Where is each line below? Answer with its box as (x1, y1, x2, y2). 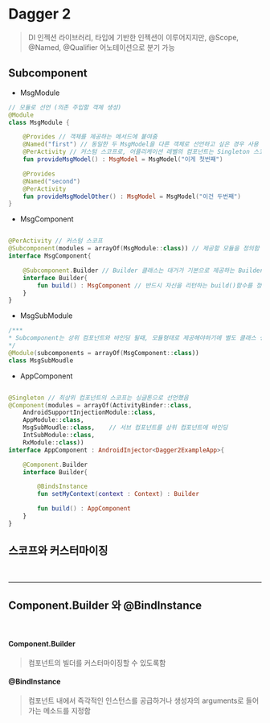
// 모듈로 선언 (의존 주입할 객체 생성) (8, 103, 122, 111)
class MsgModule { (8, 118, 70, 126)
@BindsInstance (37, 482, 88, 491)
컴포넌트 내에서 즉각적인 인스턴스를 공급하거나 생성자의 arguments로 (27, 696, 244, 705)
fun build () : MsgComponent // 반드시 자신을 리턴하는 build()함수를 (37, 281, 253, 290)
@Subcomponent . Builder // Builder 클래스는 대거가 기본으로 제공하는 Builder (22, 266, 264, 275)
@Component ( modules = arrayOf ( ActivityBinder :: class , (8, 401, 193, 409)
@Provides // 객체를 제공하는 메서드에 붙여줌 (22, 133, 158, 141)
